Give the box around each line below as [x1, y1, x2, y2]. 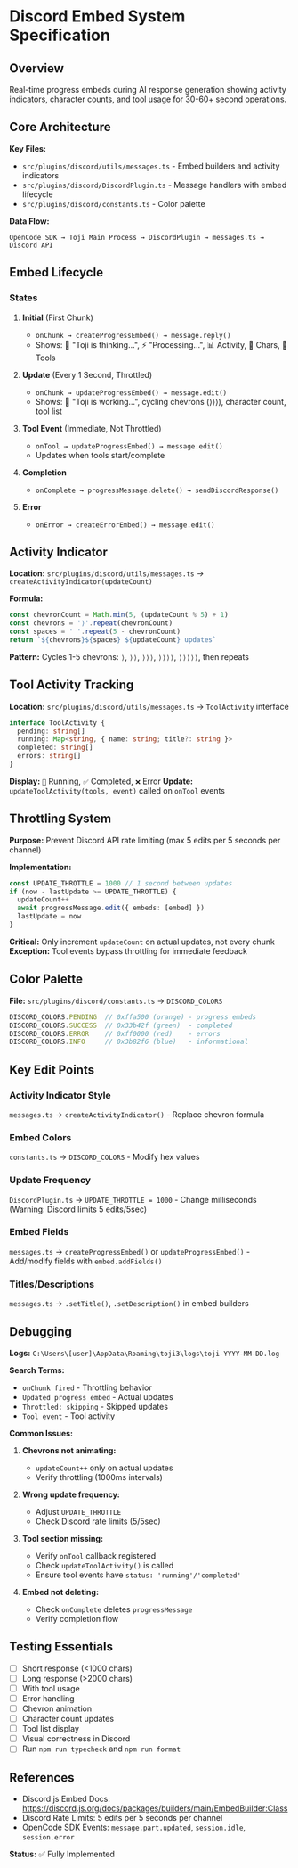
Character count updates [21, 1714, 114, 1724]
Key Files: [9, 143, 47, 153]
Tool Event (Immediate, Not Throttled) [21, 423, 162, 433]
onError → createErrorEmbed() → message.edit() [35, 520, 215, 530]
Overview [9, 61, 65, 76]
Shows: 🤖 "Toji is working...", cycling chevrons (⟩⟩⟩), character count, [35, 396, 286, 407]
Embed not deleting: [21, 1586, 100, 1597]
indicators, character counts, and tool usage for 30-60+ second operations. [9, 94, 287, 104]
